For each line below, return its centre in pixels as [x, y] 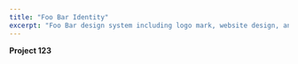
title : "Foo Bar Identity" [59, 17]
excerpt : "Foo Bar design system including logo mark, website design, [144, 25]
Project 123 [30, 50]
